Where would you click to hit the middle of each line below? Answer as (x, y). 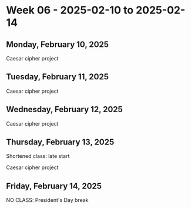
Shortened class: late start (38, 156)
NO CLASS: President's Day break (47, 200)
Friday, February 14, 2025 (54, 186)
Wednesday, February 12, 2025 (65, 109)
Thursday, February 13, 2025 (60, 142)
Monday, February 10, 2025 (58, 44)
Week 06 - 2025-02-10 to (70, 10)
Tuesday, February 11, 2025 (57, 77)
